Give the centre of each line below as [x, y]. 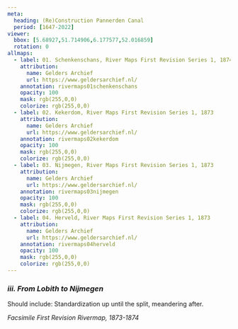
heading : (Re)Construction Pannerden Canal [79, 21]
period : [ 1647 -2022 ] [44, 27]
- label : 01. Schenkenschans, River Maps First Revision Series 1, [115, 60]
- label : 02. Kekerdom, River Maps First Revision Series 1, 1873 [114, 112]
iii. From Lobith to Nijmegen [56, 289]
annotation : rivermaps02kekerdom [69, 139]
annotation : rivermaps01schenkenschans [79, 86]
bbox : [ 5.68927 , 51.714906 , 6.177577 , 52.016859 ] [84, 40]
